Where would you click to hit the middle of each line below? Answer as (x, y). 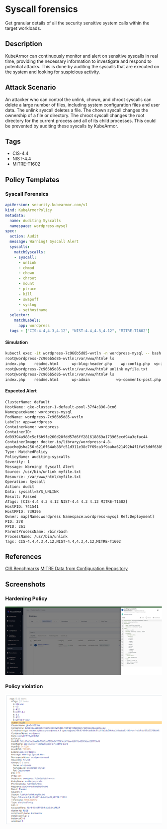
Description (24, 44)
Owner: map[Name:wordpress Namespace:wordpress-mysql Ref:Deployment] (80, 516)
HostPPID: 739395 (23, 511)
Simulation (17, 342)
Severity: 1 (17, 462)
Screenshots (25, 584)
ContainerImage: (22, 442)
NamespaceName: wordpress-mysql (39, 412)
